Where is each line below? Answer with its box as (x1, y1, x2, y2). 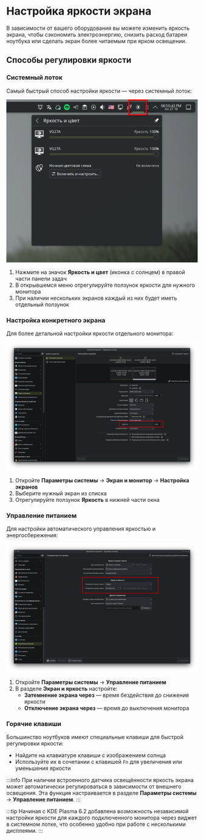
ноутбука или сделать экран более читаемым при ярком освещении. (6, 37, 187, 44)
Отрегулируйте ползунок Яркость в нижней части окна (15, 496, 160, 503)
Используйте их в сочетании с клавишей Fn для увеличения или (15, 758, 182, 765)
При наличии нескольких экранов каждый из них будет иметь (15, 294, 177, 302)
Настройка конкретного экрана (6, 316, 106, 324)
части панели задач (15, 275, 67, 282)
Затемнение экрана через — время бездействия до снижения (24, 691, 189, 699)
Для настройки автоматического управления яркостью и (6, 525, 156, 532)
